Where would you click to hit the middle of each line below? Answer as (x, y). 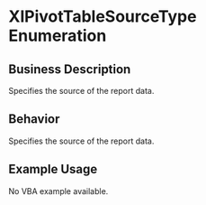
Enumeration (58, 36)
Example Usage (53, 169)
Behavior (34, 119)
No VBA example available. (58, 191)
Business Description (70, 69)
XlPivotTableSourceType (103, 17)
